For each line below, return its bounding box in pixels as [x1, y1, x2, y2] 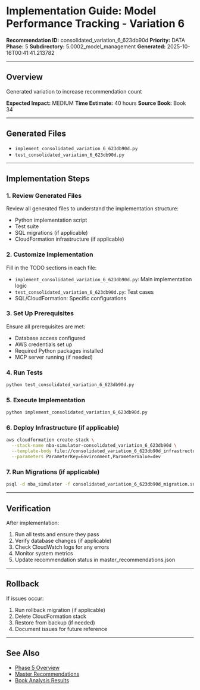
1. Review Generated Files [6, 191, 82, 200]
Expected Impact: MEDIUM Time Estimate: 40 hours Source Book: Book [6, 100, 186, 107]
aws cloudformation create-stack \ [6, 437, 95, 443]
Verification [6, 503, 51, 514]
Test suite [14, 223, 39, 230]
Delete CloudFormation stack [14, 613, 86, 620]
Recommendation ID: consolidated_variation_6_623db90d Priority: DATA [6, 36, 186, 43]
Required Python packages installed [14, 347, 104, 354]
